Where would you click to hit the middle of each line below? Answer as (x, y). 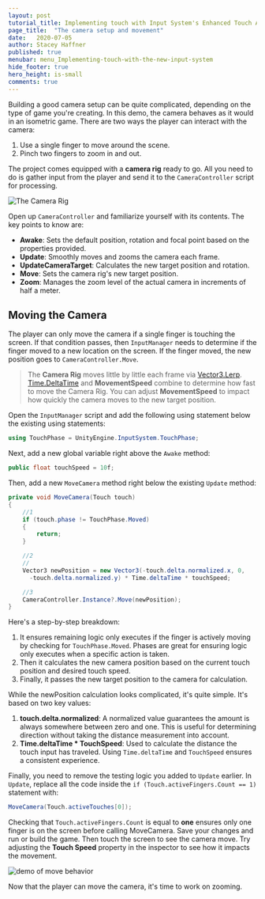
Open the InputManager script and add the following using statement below (129, 415)
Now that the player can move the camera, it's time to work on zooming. (125, 886)
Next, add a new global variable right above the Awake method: (109, 453)
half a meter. (40, 290)
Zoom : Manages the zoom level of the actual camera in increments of (132, 282)
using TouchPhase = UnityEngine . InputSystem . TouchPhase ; (104, 438)
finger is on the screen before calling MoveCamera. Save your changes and (131, 831)
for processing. (33, 185)
